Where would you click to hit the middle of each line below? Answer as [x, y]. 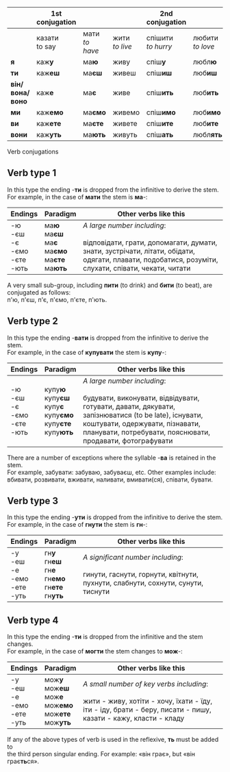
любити [206, 38]
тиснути [97, 592]
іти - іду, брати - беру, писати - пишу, [148, 710]
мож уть [58, 723]
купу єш [57, 398]
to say [46, 46]
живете [125, 124]
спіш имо [161, 112]
